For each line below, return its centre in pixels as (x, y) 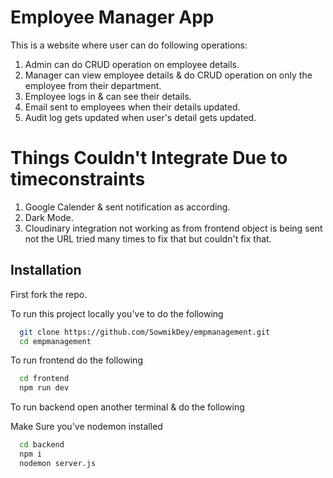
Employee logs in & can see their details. (108, 96)
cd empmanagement (55, 341)
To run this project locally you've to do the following (117, 313)
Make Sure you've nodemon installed (86, 427)
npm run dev (44, 388)
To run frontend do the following (76, 360)
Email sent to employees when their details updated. (132, 107)
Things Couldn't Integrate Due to (149, 158)
